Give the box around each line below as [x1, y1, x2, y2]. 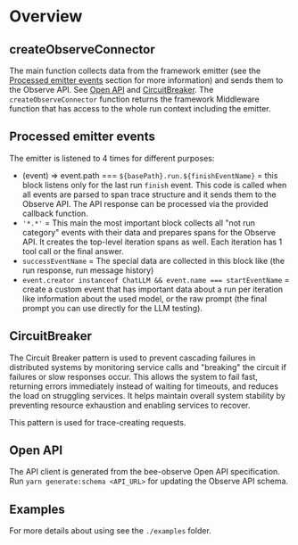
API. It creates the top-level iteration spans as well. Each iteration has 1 [21, 236, 283, 247]
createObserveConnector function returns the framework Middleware [9, 94, 261, 104]
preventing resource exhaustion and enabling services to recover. [9, 400, 251, 410]
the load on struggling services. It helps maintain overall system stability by [9, 390, 286, 400]
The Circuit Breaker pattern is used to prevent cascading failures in [9, 352, 256, 363]
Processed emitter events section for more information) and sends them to [9, 75, 284, 86]
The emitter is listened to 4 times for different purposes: [9, 153, 215, 163]
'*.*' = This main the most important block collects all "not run [21, 217, 256, 228]
